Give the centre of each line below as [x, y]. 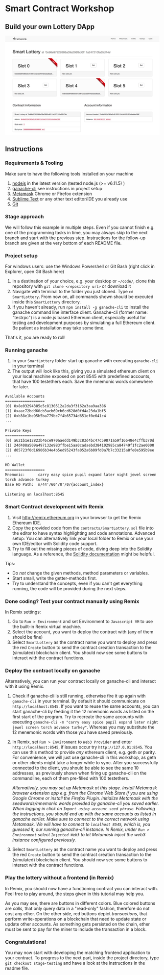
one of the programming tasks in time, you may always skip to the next [76, 232]
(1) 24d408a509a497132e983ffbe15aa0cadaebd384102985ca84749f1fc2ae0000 [80, 446]
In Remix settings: [23, 612]
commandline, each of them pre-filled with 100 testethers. [71, 778]
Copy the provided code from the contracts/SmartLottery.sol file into [83, 528]
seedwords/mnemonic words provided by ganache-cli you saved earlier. [85, 803]
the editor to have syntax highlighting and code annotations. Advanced [83, 533]
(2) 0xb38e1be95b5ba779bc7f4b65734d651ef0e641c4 [56, 416]
